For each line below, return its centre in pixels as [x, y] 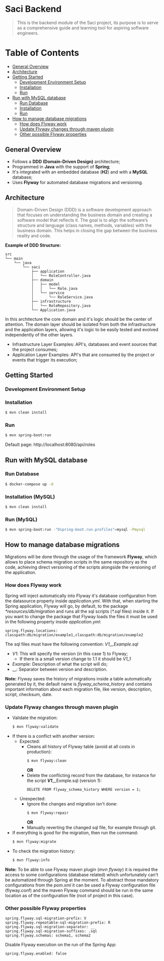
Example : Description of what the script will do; [60, 664]
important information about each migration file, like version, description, [79, 689]
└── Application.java [53, 310]
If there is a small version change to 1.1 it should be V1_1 [75, 659]
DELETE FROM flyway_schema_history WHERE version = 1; [84, 790]
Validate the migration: [35, 718]
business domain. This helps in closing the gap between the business [87, 230]
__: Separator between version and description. [60, 669]
